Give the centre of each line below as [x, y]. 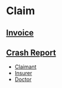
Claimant [25, 67]
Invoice [20, 33]
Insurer [23, 73]
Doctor [23, 79]
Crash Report [31, 52]
